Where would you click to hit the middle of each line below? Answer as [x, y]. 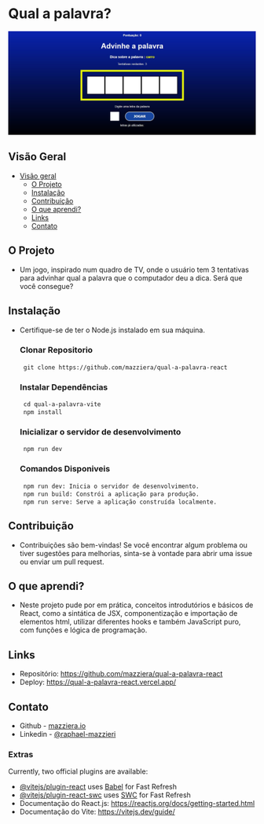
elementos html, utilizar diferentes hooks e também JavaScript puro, [130, 622]
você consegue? [46, 286]
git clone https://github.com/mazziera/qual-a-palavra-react [125, 367]
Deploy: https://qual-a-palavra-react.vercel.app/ [98, 682]
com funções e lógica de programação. [83, 630]
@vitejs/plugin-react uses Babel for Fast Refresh [98, 787]
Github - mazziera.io [53, 725]
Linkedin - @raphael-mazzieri [68, 734]
